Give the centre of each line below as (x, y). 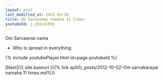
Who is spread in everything (42, 48)
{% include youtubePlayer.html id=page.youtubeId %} (61, 58)
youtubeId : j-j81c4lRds (30, 24)
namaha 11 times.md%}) (30, 73)
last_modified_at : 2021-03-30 (37, 15)
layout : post (19, 10)
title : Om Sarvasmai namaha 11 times (45, 19)
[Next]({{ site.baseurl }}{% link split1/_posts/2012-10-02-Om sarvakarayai (82, 67)
